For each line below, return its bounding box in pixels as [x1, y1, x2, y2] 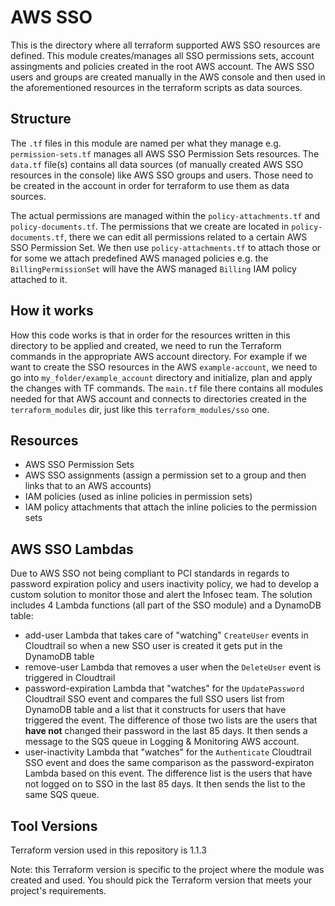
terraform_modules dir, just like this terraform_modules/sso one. [10, 403, 270, 415]
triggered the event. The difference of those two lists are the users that [24, 714, 318, 726]
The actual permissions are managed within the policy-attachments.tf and [10, 209, 321, 221]
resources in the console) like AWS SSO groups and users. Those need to [10, 169, 314, 181]
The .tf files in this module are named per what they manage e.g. [10, 137, 282, 149]
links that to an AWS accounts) [24, 480, 152, 492]
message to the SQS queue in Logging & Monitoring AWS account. [24, 736, 300, 748]
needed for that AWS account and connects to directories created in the [10, 392, 307, 405]
